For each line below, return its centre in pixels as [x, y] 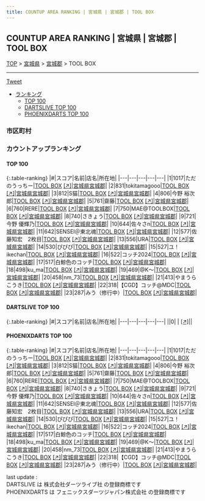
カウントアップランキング [44, 149]
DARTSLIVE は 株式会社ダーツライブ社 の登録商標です [74, 484]
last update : [22, 477]
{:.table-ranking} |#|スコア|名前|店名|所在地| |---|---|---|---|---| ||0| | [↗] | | [99, 321]
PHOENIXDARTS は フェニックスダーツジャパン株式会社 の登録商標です [96, 492]
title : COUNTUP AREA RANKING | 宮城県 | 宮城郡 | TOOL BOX [80, 12]
